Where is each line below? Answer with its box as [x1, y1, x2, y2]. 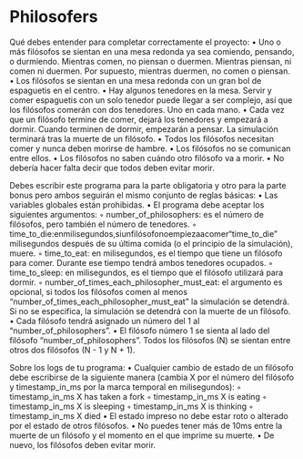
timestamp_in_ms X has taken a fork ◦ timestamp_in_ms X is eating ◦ [9, 391, 268, 402]
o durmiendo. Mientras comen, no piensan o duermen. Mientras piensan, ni [9, 56, 292, 66]
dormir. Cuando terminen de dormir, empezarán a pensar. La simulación [9, 123, 279, 134]
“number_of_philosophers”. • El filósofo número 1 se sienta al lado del [9, 325, 270, 336]
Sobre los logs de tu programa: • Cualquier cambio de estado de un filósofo [9, 362, 294, 372]
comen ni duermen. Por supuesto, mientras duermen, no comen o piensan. [9, 66, 291, 76]
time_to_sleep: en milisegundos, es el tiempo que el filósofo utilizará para [9, 267, 284, 278]
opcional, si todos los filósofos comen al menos [9, 286, 188, 297]
